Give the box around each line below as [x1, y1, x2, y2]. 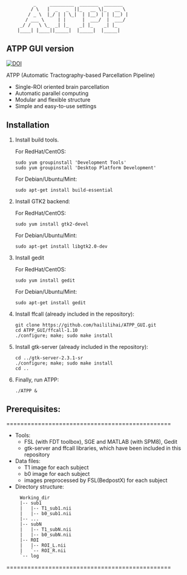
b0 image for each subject [24, 470, 90, 478]
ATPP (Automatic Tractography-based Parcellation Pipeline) [6, 71, 156, 79]
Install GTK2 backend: [15, 198, 71, 205]
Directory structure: [15, 483, 65, 490]
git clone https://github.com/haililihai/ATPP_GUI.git [15, 322, 157, 328]
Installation [6, 120, 50, 131]
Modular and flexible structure [15, 96, 91, 103]
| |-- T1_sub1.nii [19, 505, 71, 512]
